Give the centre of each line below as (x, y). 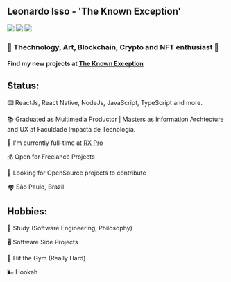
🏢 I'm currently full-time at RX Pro (55, 143)
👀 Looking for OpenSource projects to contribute (77, 173)
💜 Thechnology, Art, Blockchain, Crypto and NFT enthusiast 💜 (113, 47)
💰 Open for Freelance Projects (51, 157)
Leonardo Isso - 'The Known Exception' (94, 11)
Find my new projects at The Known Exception (75, 64)
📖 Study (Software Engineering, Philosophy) (70, 228)
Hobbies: (27, 211)
